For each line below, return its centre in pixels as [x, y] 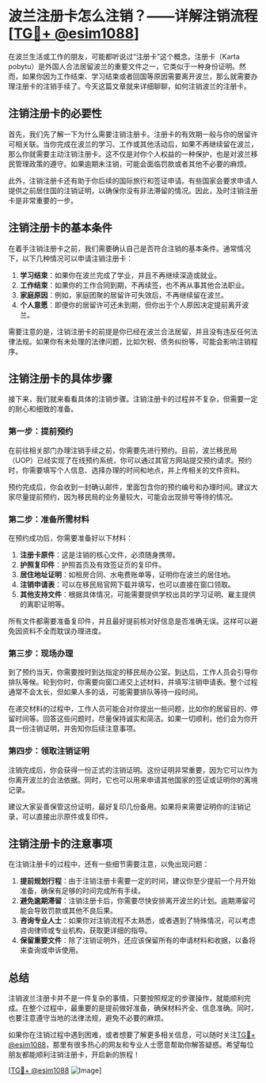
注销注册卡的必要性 [55, 114]
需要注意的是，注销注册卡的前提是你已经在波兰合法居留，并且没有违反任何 [129, 331]
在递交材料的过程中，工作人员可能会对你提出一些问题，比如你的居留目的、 [129, 709]
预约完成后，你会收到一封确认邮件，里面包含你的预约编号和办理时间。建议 [129, 487]
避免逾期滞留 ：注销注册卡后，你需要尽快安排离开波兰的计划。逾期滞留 [134, 901]
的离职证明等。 [44, 604]
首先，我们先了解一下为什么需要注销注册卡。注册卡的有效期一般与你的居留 [129, 134]
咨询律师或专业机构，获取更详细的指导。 [85, 930]
